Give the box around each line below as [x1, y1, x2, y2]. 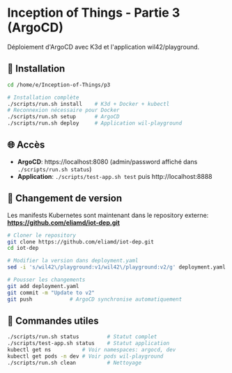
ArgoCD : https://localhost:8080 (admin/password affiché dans [17, 157, 198, 166]
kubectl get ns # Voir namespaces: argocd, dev [7, 347, 176, 354]
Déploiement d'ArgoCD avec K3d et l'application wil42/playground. [7, 42, 200, 51]
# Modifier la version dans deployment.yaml [7, 257, 139, 264]
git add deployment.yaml [7, 283, 79, 289]
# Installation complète [7, 94, 79, 101]
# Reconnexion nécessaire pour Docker [7, 106, 120, 114]
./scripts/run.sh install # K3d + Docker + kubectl [7, 100, 170, 107]
